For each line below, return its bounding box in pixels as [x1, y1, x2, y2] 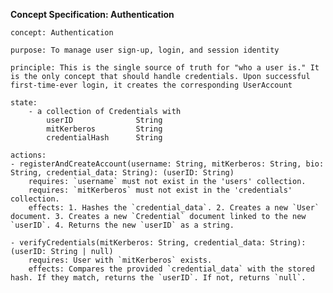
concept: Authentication [10, 28, 114, 38]
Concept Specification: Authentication [10, 9, 175, 20]
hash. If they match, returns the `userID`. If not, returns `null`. [10, 273, 307, 283]
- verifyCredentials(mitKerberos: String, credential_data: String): [10, 238, 307, 248]
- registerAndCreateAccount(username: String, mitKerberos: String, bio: [10, 159, 325, 169]
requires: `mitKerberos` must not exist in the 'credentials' [28, 185, 293, 195]
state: [10, 98, 38, 108]
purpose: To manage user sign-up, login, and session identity [10, 45, 280, 55]
